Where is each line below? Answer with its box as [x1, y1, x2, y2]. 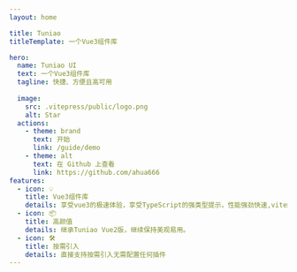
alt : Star [25, 110, 62, 119]
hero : [9, 53, 29, 62]
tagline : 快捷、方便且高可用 [17, 78, 112, 87]
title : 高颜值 [25, 217, 73, 226]
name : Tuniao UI [17, 61, 77, 71]
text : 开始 [32, 135, 71, 144]
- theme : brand [25, 127, 81, 136]
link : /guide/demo [32, 143, 101, 153]
